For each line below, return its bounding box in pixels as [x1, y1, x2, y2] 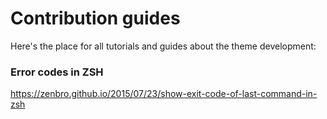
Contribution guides [10, 7, 181, 30]
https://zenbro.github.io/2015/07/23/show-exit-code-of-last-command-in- [10, 88, 318, 100]
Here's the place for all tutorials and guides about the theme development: [10, 40, 317, 52]
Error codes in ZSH [10, 65, 104, 79]
